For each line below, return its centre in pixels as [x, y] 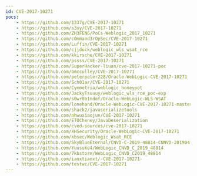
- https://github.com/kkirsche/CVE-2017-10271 [74, 55]
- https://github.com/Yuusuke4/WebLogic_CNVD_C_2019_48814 [90, 148]
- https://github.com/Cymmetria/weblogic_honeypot [79, 88]
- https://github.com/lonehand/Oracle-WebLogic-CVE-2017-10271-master [104, 104]
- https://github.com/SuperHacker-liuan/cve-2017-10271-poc [91, 66]
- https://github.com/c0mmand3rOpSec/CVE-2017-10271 [82, 39]
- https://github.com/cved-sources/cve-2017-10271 [79, 126]
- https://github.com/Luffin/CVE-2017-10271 [71, 45]
